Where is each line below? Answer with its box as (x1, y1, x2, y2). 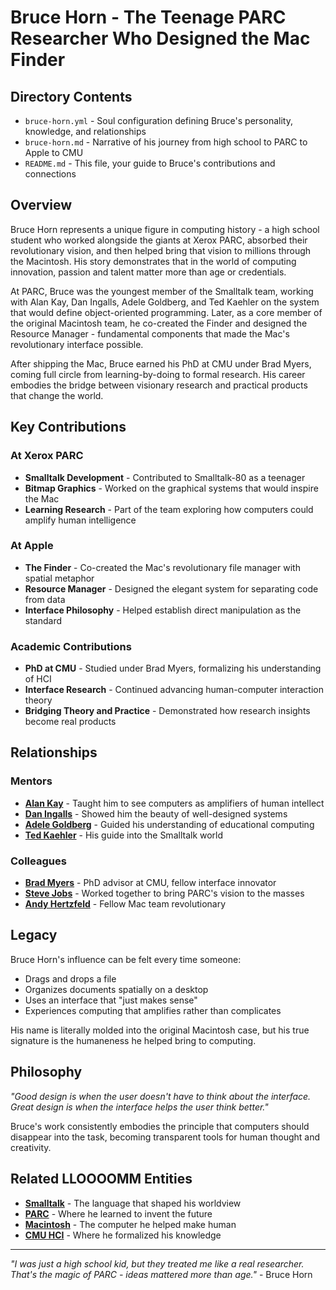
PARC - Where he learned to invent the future (24, 1207, 213, 1220)
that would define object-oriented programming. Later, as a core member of (10, 306, 323, 318)
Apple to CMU (24, 147, 84, 158)
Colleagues (10, 854, 67, 868)
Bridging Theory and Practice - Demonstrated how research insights (24, 705, 311, 717)
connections (24, 168, 77, 180)
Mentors (10, 774, 53, 788)
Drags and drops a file (24, 972, 117, 985)
